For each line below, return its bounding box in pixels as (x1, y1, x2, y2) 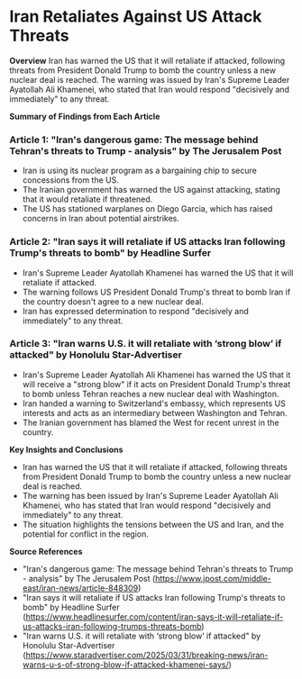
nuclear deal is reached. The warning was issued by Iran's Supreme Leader (9, 74, 290, 85)
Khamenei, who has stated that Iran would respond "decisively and (22, 500, 271, 511)
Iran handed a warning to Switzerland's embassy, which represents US (22, 398, 286, 409)
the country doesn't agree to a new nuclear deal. (22, 295, 205, 307)
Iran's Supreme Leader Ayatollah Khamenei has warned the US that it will (22, 267, 294, 278)
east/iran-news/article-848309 (22, 583, 139, 593)
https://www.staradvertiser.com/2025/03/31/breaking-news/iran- (25, 649, 269, 660)
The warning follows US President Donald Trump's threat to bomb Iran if (22, 286, 291, 297)
